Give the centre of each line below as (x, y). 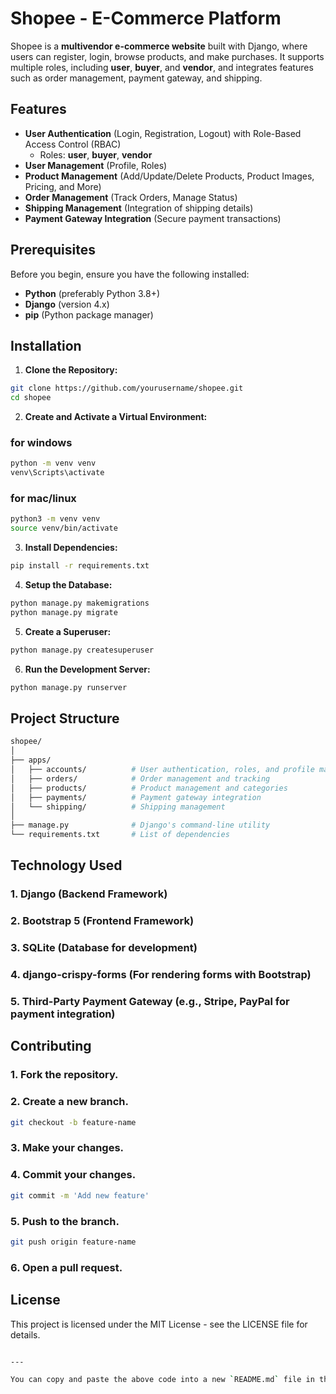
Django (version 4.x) (67, 304)
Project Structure (65, 718)
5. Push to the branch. (65, 1221)
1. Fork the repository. (64, 1075)
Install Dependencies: (71, 548)
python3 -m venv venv (55, 519)
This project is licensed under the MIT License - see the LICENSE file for (159, 1324)
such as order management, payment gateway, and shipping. (136, 78)
